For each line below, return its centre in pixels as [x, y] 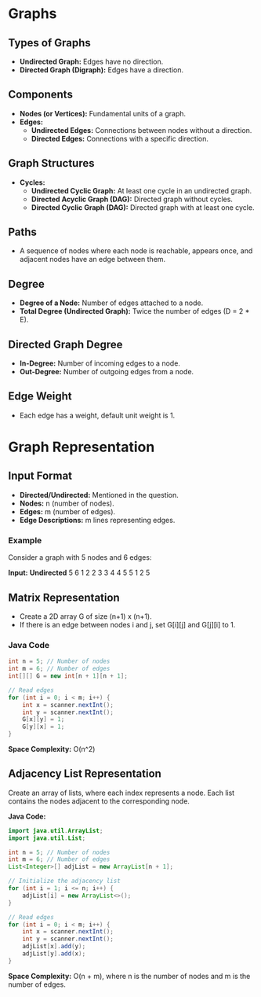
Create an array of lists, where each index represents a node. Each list [121, 793]
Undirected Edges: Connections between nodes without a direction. [141, 130]
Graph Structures [51, 163]
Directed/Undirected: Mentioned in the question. [99, 495]
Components [40, 95]
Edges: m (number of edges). [67, 511]
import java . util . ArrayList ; [56, 830]
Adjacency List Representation [85, 774]
